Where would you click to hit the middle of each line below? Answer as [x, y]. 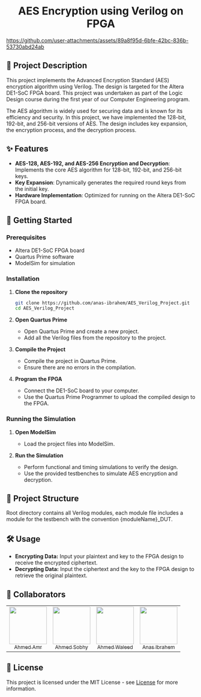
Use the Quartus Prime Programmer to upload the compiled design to [109, 397]
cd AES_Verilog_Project [45, 308]
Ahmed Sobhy [72, 647]
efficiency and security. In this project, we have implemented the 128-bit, [96, 117]
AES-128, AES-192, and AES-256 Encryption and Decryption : [92, 163]
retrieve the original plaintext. [51, 576]
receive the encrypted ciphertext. [56, 563]
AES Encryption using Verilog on [101, 11]
